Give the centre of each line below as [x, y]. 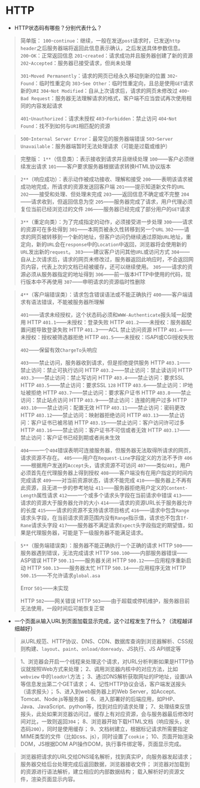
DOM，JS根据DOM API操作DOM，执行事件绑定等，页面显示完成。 [102, 744]
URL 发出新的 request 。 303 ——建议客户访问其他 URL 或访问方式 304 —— [105, 252]
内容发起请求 [47, 105]
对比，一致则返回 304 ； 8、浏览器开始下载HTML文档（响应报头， [105, 721]
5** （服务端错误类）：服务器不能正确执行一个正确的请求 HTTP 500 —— [106, 545]
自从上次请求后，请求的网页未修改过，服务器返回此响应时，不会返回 [104, 259]
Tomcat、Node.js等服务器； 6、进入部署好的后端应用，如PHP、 [99, 699]
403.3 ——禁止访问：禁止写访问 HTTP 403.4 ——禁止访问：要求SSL [102, 378]
